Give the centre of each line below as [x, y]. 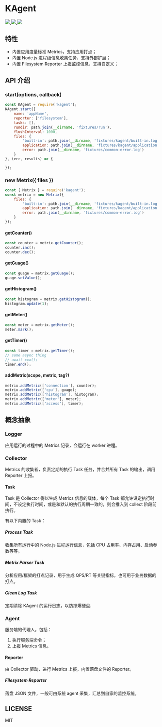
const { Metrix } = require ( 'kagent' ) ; [45, 190]
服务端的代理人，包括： [28, 630]
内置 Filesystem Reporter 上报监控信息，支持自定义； [65, 64]
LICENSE [19, 709]
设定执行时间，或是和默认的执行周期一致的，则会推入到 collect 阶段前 [87, 504]
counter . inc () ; [20, 248]
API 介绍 [18, 81]
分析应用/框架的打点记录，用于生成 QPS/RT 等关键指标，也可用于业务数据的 [81, 575]
